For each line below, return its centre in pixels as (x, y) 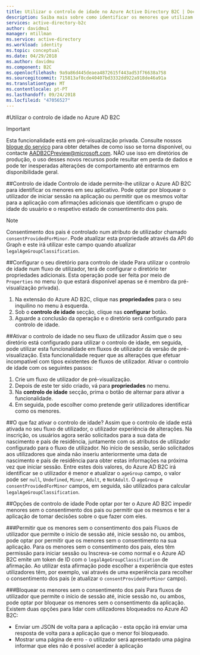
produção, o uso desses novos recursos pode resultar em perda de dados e (99, 159)
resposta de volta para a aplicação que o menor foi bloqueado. (92, 633)
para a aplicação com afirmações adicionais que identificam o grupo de (94, 202)
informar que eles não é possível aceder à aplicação (79, 645)
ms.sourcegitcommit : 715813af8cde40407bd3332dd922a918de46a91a (86, 78)
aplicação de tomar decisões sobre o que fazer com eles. (77, 516)
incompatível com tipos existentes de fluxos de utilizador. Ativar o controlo (98, 361)
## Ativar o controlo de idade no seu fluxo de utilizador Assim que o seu (94, 336)
